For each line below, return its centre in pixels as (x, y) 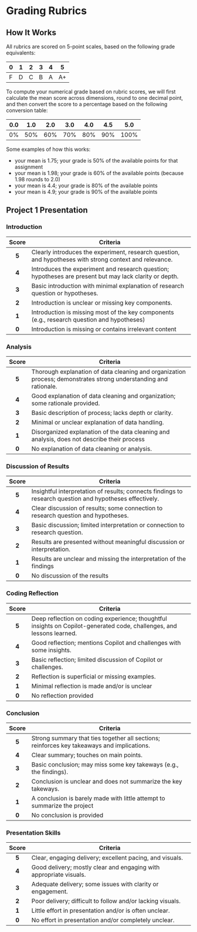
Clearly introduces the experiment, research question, (106, 252)
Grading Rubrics (47, 11)
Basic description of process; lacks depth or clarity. (102, 413)
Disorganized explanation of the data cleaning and (101, 431)
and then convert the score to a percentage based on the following (87, 104)
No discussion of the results (70, 576)
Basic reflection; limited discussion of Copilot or (97, 660)
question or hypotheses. (65, 293)
